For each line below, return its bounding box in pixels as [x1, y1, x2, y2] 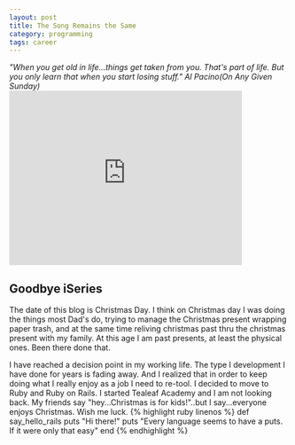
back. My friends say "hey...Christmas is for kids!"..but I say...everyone [9, 397, 268, 408]
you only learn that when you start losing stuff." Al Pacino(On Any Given [9, 72, 273, 82]
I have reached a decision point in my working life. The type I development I [9, 360, 286, 371]
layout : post [9, 12, 58, 22]
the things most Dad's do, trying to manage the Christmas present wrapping [9, 314, 287, 324]
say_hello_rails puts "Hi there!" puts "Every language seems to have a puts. [9, 416, 283, 426]
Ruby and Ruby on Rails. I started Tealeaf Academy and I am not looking [9, 387, 272, 399]
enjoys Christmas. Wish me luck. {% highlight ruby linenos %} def [9, 407, 250, 418]
